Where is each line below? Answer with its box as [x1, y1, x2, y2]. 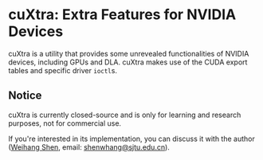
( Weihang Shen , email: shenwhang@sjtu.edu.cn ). [8, 142, 170, 152]
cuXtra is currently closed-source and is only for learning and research [8, 110, 241, 119]
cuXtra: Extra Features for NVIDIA [8, 6, 237, 24]
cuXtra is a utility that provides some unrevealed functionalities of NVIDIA [8, 49, 249, 58]
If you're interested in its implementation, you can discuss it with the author [8, 134, 255, 143]
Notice [8, 89, 42, 103]
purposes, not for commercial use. [8, 118, 122, 128]
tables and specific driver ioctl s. [8, 65, 118, 75]
